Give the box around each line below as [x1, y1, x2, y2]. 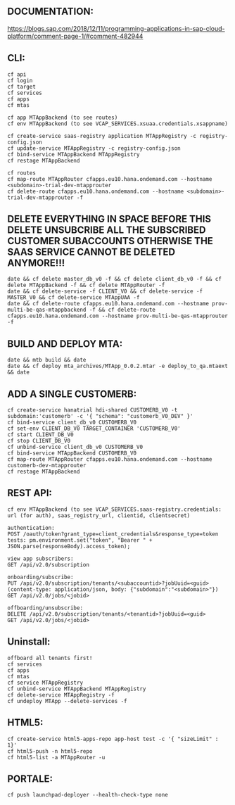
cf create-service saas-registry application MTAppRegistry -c [7, 132, 197, 139]
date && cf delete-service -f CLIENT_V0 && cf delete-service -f [7, 288, 203, 295]
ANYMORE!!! [7, 257, 65, 270]
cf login [7, 77, 33, 84]
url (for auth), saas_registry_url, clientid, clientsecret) [7, 512, 191, 519]
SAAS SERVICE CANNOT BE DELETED [7, 246, 176, 258]
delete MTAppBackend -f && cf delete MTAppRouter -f [7, 281, 165, 289]
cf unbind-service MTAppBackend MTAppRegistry [7, 685, 146, 692]
